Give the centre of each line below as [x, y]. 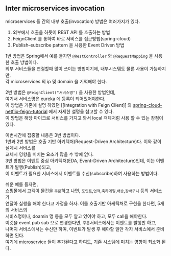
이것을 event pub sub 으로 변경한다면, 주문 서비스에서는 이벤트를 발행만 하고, [81, 222]
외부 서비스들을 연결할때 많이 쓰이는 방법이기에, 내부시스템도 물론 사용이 [77, 68]
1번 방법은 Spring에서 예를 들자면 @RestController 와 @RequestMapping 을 [79, 56]
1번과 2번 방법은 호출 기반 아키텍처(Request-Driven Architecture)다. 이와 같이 [83, 141]
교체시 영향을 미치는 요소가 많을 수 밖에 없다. [50, 154]
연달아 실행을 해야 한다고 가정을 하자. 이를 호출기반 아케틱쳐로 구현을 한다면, [81, 203]
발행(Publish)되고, [33, 167]
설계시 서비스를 [20, 148]
